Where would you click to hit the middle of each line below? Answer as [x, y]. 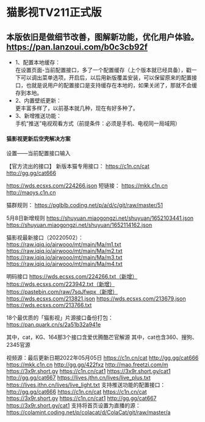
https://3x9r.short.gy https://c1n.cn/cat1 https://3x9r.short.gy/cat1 [88, 371]
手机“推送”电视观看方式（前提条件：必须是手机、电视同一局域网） [98, 123]
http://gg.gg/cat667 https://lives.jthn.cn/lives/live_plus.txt [78, 378]
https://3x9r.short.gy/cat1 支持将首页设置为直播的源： [74, 406]
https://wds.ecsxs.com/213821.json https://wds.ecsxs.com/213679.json [96, 299]
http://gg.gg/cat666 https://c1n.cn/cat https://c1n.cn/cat [77, 392]
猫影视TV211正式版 [54, 13]
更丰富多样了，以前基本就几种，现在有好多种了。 [77, 108]
